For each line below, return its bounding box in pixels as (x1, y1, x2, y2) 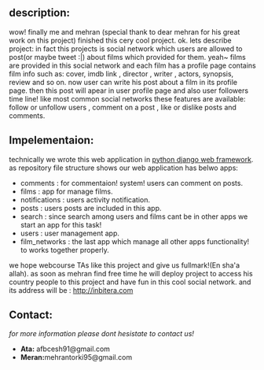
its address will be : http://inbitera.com (9, 285, 134, 294)
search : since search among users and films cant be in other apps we (20, 212, 248, 221)
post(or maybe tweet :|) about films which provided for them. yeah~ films (9, 52, 246, 61)
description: (9, 6, 70, 20)
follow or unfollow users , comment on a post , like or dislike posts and (9, 102, 236, 112)
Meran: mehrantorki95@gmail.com (20, 353, 133, 362)
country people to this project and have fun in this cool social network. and (9, 277, 251, 287)
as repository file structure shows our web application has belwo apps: (9, 163, 239, 172)
